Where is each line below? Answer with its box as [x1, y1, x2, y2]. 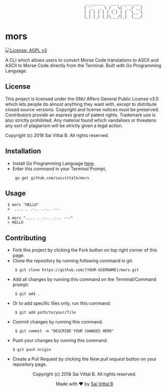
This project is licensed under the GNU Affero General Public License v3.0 [5, 96, 159, 102]
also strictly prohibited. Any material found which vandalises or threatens [5, 117, 157, 123]
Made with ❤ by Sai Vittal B [56, 381, 113, 387]
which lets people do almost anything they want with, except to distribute [5, 101, 157, 107]
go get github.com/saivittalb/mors [15, 175, 90, 180]
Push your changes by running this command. [12, 338, 108, 344]
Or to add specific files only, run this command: [12, 300, 111, 306]
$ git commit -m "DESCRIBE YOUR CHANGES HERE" [15, 329, 114, 334]
